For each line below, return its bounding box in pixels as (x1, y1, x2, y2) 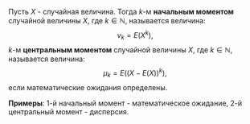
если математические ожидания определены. (8, 82, 168, 92)
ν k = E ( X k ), (117, 29, 154, 42)
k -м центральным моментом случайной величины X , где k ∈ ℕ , (8, 45, 233, 55)
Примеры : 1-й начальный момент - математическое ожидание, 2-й (8, 98, 243, 108)
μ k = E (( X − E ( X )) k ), (103, 67, 167, 80)
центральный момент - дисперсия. (8, 106, 129, 116)
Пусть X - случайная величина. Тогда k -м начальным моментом (8, 7, 235, 16)
